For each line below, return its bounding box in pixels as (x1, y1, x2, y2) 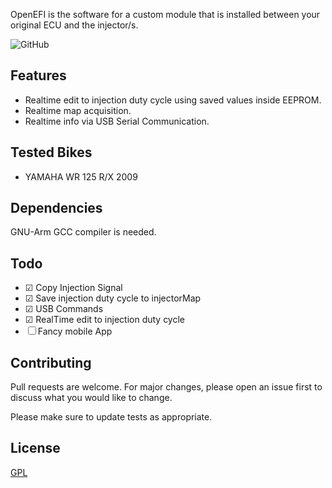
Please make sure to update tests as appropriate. (10, 411, 213, 423)
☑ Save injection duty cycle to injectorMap (24, 292, 202, 304)
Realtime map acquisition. (24, 104, 132, 116)
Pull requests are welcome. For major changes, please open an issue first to (10, 381, 323, 393)
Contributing (10, 354, 92, 371)
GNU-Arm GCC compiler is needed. (10, 226, 157, 238)
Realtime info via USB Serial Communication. (24, 115, 210, 127)
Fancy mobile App (37, 325, 113, 338)
